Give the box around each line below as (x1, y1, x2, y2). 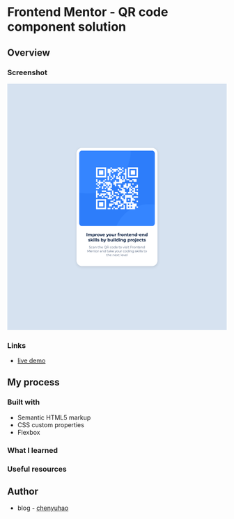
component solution (7, 19, 127, 35)
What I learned (7, 445, 58, 455)
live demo (17, 356, 46, 365)
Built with (7, 397, 40, 407)
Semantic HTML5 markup (17, 413, 91, 422)
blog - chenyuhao (17, 504, 69, 512)
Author (7, 485, 38, 497)
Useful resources (7, 464, 68, 474)
